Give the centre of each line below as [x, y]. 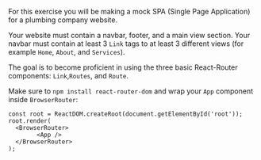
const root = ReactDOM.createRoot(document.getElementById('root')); [126, 114]
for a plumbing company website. [63, 20]
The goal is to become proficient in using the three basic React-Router [123, 67]
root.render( [30, 121]
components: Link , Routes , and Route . [69, 76]
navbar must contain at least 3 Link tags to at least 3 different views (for [126, 44]
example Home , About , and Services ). [67, 52]
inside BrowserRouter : [43, 99]
